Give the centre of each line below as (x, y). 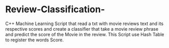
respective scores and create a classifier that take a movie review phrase (82, 29)
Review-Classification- (55, 9)
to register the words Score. (35, 40)
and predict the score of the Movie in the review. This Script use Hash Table (85, 34)
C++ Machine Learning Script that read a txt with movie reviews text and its (84, 23)
